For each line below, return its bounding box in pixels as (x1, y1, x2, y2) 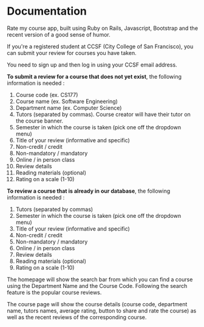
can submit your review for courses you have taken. (7, 49, 137, 56)
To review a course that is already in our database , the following (7, 187, 171, 195)
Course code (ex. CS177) (15, 91, 78, 98)
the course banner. (15, 117, 63, 124)
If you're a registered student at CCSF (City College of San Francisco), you (7, 43, 194, 50)
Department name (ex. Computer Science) (15, 104, 122, 111)
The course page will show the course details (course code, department (7, 300, 188, 307)
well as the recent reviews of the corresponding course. (7, 313, 147, 321)
